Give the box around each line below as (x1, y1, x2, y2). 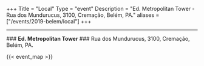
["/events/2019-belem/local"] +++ (6, 18, 92, 25)
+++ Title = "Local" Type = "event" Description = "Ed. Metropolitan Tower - (6, 5, 195, 12)
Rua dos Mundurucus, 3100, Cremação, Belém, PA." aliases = (6, 11, 160, 19)
